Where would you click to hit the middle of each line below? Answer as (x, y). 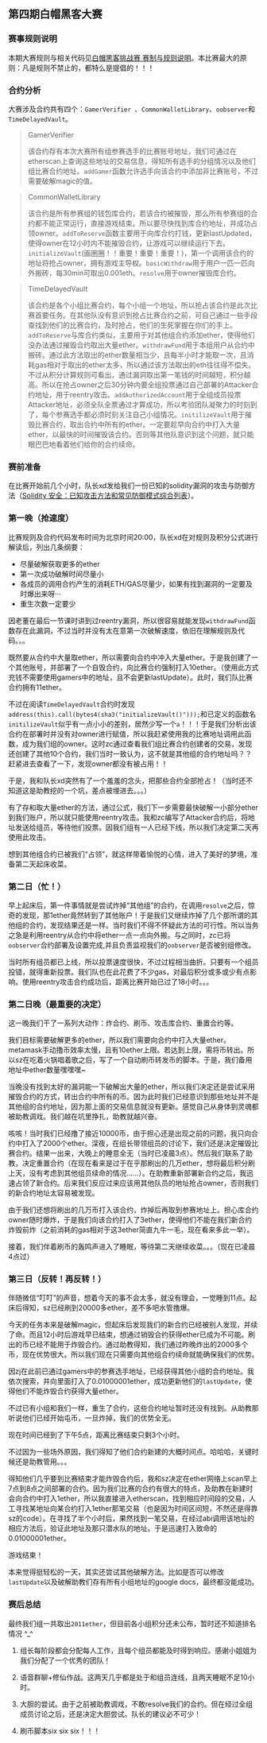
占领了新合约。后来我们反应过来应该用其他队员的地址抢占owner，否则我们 (137, 1183)
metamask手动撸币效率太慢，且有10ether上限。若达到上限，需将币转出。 (128, 1050)
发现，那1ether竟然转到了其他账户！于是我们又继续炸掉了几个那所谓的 (137, 915)
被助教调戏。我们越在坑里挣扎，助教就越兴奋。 (85, 1117)
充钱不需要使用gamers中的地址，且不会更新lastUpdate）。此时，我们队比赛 (130, 677)
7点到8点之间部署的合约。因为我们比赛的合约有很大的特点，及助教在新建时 (131, 1489)
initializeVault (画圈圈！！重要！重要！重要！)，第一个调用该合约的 (141, 253)
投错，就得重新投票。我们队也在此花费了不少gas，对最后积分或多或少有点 (129, 971)
